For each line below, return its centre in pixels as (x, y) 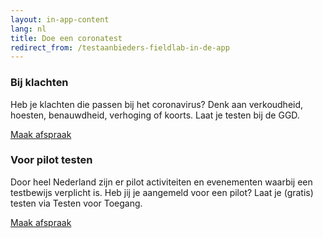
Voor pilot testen (51, 160)
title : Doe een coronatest (66, 38)
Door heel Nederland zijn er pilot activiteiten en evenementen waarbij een (161, 182)
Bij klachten (39, 83)
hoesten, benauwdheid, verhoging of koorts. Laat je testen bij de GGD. (155, 115)
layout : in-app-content (60, 19)
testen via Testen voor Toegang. (76, 203)
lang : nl (28, 29)
